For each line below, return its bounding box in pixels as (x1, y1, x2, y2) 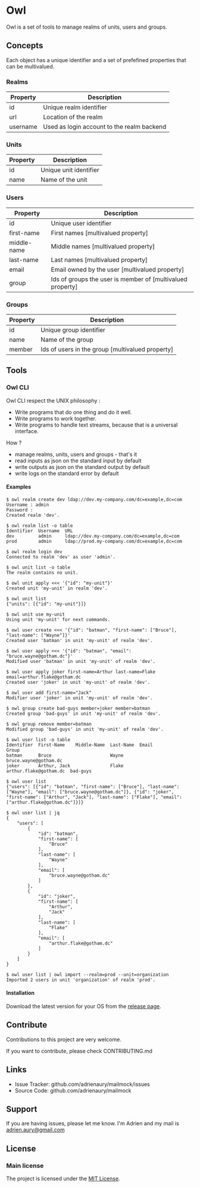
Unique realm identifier (43, 103, 107, 112)
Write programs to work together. (14, 415, 97, 422)
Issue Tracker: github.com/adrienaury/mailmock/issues (14, 1081, 150, 1088)
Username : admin (6, 502, 49, 508)
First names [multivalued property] (51, 229, 149, 237)
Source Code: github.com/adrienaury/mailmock (14, 1087, 132, 1094)
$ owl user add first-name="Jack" (6, 690, 92, 696)
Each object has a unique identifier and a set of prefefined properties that (6, 56, 186, 63)
